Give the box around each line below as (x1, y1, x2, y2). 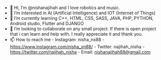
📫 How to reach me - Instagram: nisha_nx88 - (9, 37, 105, 42)
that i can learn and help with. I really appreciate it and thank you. (9, 31, 143, 37)
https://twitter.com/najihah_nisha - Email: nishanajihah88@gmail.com (9, 49, 151, 55)
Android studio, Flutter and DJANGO (9, 20, 84, 26)
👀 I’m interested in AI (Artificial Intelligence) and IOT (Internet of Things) (9, 10, 156, 16)
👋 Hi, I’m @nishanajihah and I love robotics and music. (9, 5, 120, 10)
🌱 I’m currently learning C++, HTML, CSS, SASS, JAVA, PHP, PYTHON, (9, 15, 154, 21)
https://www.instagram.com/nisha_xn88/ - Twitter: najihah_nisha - (9, 44, 145, 50)
